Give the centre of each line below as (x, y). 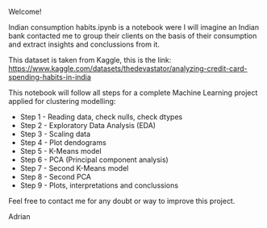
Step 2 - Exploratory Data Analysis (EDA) (88, 125)
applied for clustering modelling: (62, 101)
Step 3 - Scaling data (55, 134)
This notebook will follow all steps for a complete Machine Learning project (133, 93)
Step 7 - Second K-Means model (74, 168)
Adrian (19, 216)
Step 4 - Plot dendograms (63, 143)
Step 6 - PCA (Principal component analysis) (94, 160)
